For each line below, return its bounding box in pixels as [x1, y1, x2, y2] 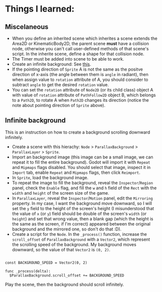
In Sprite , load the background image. [12, 174, 88, 180]
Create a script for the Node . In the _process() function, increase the [12, 231, 147, 237]
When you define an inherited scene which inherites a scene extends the [12, 35, 158, 41]
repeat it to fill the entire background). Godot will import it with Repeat [12, 159, 150, 165]
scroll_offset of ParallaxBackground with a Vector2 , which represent [12, 236, 150, 242]
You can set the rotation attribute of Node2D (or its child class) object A [12, 87, 153, 92]
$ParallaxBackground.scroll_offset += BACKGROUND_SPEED [9, 273, 124, 278]
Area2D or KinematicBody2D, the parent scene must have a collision [12, 41, 149, 46]
